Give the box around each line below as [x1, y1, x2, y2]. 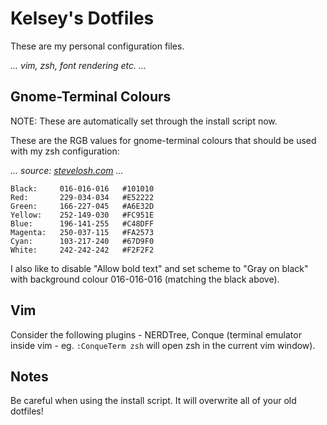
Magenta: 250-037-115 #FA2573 [10, 227, 155, 237]
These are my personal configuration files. [10, 40, 185, 52]
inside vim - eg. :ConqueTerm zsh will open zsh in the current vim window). [10, 339, 316, 351]
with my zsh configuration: [10, 145, 120, 157]
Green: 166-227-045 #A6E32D [10, 201, 155, 211]
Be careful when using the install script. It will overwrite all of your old [10, 395, 297, 407]
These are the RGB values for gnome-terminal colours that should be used [10, 134, 317, 146]
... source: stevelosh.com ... [10, 164, 124, 176]
